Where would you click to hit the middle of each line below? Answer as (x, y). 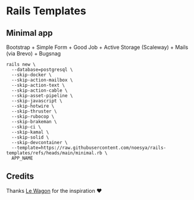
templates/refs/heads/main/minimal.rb (54, 153)
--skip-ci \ (26, 127)
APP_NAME (22, 158)
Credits (20, 176)
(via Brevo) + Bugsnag (34, 54)
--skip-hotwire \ (33, 106)
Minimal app (29, 33)
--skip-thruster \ (35, 111)
